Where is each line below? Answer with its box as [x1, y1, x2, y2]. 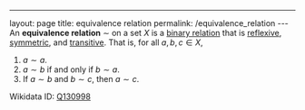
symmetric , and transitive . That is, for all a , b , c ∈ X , [9, 37, 203, 48]
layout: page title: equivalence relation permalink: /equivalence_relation [9, 18, 276, 28]
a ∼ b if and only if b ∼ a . [22, 64, 120, 75]
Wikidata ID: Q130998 [9, 91, 91, 102]
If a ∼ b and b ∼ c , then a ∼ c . [22, 74, 140, 84]
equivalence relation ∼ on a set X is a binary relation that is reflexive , [21, 28, 282, 38]
